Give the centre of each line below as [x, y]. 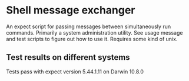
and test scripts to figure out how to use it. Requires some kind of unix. [92, 39]
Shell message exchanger [71, 10]
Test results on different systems [68, 57]
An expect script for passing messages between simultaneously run [89, 26]
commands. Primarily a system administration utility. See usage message [94, 32]
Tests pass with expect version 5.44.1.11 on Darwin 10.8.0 [75, 72]
